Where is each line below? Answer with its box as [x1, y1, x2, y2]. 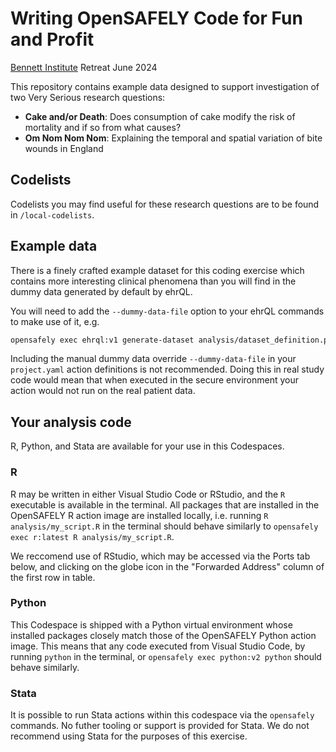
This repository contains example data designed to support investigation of [10, 80, 320, 92]
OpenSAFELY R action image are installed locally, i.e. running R [10, 509, 269, 521]
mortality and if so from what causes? [24, 121, 182, 133]
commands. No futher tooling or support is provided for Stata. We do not [10, 720, 310, 732]
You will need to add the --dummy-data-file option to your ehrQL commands [10, 305, 325, 317]
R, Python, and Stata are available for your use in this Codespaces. [10, 440, 285, 452]
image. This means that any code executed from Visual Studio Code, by [10, 640, 306, 652]
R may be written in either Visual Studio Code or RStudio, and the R [10, 488, 286, 500]
